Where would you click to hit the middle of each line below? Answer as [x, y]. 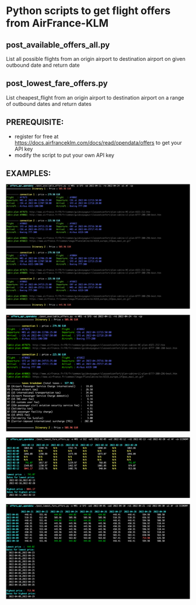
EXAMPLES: [29, 174]
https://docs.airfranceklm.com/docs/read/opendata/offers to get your [98, 142]
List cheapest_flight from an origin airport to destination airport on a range [95, 97]
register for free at [36, 136]
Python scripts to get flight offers [88, 11]
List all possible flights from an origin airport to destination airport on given [96, 59]
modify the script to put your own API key [64, 155]
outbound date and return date [43, 65]
